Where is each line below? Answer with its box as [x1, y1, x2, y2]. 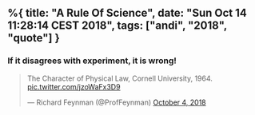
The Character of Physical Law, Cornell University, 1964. [26, 73, 213, 83]
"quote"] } [7, 31, 61, 45]
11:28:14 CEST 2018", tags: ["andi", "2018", [7, 19, 227, 33]
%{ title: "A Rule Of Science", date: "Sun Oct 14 [7, 6, 247, 20]
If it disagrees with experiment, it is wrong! [7, 55, 177, 66]
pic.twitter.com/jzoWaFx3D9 [26, 81, 121, 91]
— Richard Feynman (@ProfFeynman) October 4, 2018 [26, 97, 207, 107]
